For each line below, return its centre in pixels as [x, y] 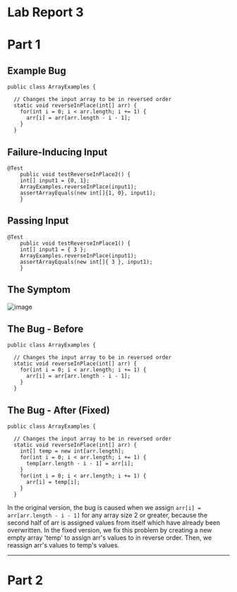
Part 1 [24, 45]
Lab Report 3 [45, 12]
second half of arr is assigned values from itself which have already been [114, 523]
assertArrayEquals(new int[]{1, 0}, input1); [88, 193]
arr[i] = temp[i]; [53, 482]
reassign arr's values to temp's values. [63, 545]
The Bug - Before [45, 329]
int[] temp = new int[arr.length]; [72, 451]
